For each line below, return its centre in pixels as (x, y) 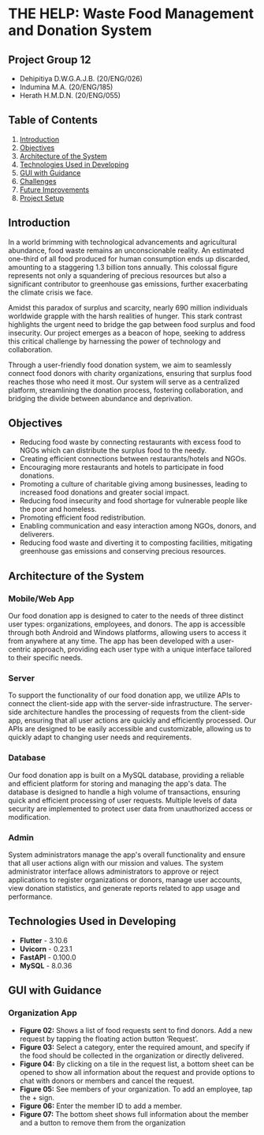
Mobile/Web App (41, 599)
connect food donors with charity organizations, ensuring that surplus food (130, 373)
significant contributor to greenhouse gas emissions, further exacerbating (128, 284)
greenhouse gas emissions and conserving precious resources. (123, 551)
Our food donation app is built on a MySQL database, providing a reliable (126, 775)
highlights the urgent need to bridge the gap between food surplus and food (132, 324)
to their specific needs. (46, 658)
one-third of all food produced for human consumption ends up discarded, (129, 258)
